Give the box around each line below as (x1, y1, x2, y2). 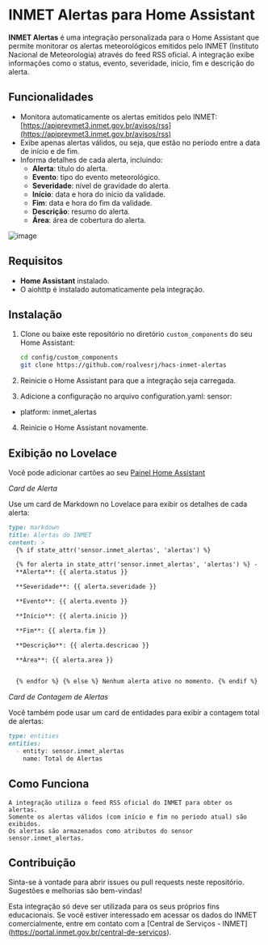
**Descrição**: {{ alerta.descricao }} (15, 641, 150, 649)
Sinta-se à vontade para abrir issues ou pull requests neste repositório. (8, 877, 245, 888)
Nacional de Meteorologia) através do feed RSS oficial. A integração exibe (8, 49, 255, 59)
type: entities (8, 732, 60, 740)
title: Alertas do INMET (8, 530, 92, 539)
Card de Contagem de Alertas (8, 692, 109, 702)
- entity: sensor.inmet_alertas (15, 747, 125, 756)
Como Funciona (8, 777, 90, 791)
